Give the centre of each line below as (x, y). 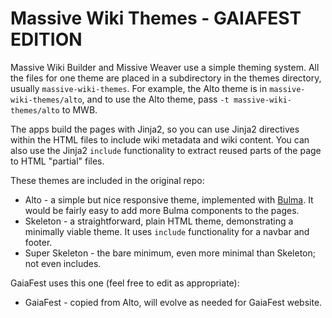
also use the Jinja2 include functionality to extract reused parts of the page (166, 150)
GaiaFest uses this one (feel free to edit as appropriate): (125, 283)
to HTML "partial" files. (57, 161)
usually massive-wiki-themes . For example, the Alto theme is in (139, 88)
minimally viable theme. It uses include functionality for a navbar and (167, 231)
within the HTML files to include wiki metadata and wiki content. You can (160, 139)
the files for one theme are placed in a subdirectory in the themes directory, (166, 78)
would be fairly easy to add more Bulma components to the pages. (162, 210)
